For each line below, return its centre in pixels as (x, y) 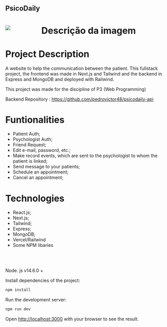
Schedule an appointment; (40, 172)
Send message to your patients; (46, 167)
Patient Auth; (26, 134)
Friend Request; (29, 145)
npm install (18, 290)
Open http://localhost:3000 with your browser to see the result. (72, 319)
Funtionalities (35, 120)
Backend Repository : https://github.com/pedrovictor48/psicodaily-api (79, 99)
